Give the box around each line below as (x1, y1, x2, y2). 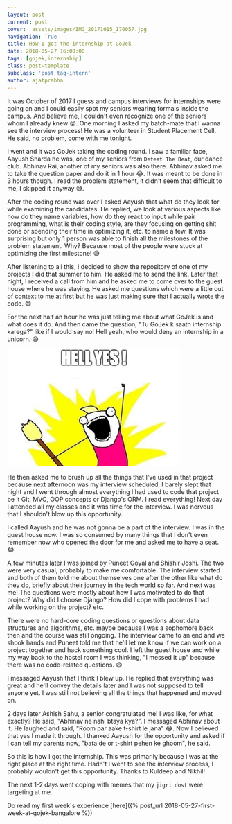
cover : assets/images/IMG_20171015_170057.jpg (7, 26, 148, 33)
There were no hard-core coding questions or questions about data (7, 616, 199, 624)
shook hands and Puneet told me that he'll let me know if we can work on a (7, 638, 222, 647)
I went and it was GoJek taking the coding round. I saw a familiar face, (7, 147, 208, 155)
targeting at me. (7, 787, 53, 796)
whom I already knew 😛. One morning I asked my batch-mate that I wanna (7, 119, 221, 128)
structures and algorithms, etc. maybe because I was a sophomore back (7, 624, 213, 632)
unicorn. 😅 (7, 335, 39, 343)
